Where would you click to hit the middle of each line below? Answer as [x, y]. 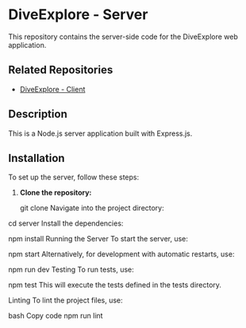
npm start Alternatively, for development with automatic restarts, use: [121, 254]
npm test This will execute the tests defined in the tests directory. [115, 285]
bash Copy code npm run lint [56, 316]
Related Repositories [61, 70]
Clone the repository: [56, 193]
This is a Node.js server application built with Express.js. [100, 133]
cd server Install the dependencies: [66, 223]
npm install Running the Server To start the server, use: [98, 239]
